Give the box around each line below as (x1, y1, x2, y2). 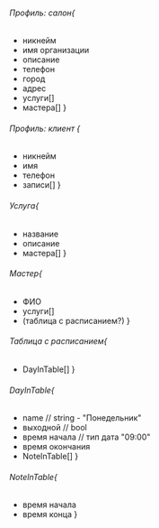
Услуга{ (9, 200, 40, 211)
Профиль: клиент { (9, 123, 81, 134)
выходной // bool (22, 422, 87, 433)
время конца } (22, 509, 78, 520)
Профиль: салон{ (9, 7, 75, 18)
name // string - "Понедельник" (22, 412, 142, 423)
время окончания (22, 441, 91, 452)
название (22, 228, 59, 239)
